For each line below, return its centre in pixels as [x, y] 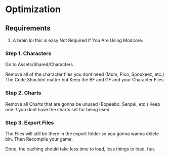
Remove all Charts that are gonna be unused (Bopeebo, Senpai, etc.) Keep [83, 104]
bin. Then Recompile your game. [39, 139]
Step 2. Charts [23, 93]
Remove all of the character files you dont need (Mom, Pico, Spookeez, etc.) [85, 74]
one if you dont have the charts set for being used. [58, 109]
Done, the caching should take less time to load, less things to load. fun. [80, 149]
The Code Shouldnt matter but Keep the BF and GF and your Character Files [85, 80]
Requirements [28, 28]
